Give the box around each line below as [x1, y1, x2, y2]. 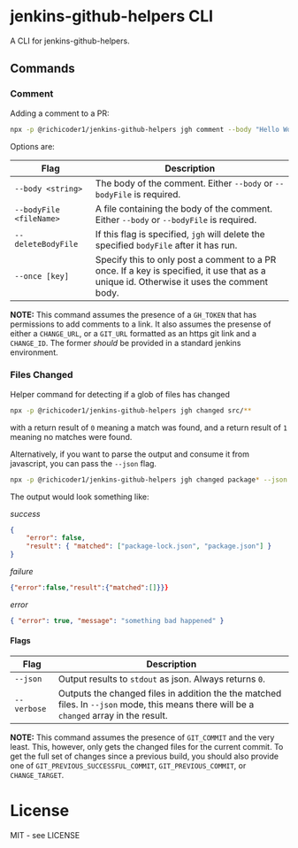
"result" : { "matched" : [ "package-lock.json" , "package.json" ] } [26, 542, 272, 551]
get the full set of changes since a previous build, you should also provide [10, 751, 279, 761]
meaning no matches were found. [10, 431, 133, 442]
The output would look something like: [10, 491, 149, 502]
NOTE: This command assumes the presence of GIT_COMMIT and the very [10, 732, 275, 743]
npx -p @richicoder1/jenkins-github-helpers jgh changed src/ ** [10, 405, 252, 415]
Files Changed [10, 369, 73, 382]
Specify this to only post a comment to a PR [95, 253, 277, 266]
